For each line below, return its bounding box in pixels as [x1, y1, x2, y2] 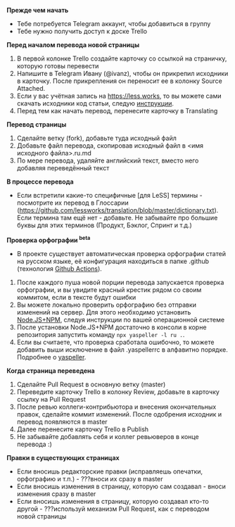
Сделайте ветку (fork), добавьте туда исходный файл [16, 134, 177, 142]
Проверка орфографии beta [6, 235, 91, 244]
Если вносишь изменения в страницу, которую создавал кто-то [16, 497, 209, 505]
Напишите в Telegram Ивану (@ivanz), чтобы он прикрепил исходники [16, 70, 229, 77]
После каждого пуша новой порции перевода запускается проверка [16, 278, 224, 286]
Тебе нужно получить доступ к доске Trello [16, 27, 148, 35]
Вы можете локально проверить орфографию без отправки [16, 300, 197, 309]
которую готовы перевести [16, 62, 99, 70]
